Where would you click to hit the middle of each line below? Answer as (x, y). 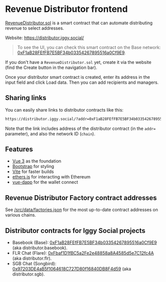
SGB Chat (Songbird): (34, 264)
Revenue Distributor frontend (66, 9)
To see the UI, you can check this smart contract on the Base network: (89, 47)
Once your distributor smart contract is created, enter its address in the (78, 77)
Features (19, 149)
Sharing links (26, 98)
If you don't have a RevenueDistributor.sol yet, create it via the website (78, 62)
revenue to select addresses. (35, 28)
